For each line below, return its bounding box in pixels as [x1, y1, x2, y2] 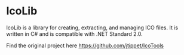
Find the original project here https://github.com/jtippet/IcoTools [6, 42, 164, 49]
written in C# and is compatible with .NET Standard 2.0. [6, 30, 143, 37]
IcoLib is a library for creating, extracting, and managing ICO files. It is [6, 24, 178, 31]
